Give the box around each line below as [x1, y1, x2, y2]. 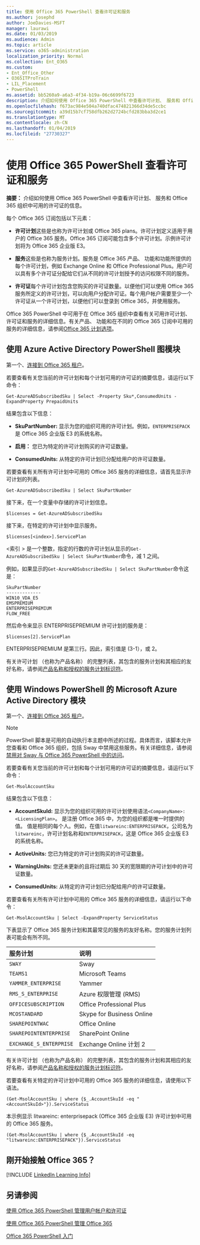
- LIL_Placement [6, 81, 46, 87]
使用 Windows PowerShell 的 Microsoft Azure [6, 685, 177, 695]
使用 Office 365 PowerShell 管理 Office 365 [6, 1220, 112, 1227]
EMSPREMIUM [6, 600, 33, 606]
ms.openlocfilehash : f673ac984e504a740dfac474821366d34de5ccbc [6, 103, 167, 109]
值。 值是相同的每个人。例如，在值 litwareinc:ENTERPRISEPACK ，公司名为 [14, 823, 193, 830]
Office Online [79, 1020, 116, 1028]
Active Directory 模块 [6, 695, 86, 706]
